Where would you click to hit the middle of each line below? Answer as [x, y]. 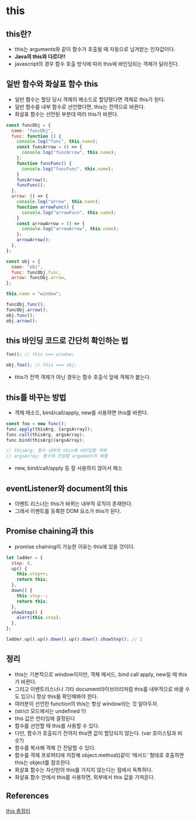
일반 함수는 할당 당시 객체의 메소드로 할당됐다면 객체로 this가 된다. [90, 99]
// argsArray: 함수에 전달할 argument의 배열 [57, 456]
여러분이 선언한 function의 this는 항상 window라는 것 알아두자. [87, 704]
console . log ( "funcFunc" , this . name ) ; [68, 169]
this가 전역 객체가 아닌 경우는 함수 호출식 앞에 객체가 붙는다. [83, 377]
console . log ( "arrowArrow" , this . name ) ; [70, 229]
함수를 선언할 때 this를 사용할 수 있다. [57, 725]
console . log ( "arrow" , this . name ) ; [59, 202]
